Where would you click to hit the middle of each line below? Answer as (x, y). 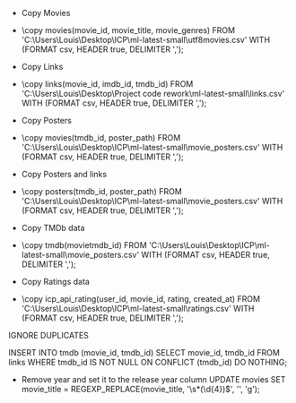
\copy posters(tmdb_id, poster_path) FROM (102, 191)
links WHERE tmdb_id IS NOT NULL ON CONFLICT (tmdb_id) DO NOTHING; (148, 362)
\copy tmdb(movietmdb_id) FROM (84, 245)
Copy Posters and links (64, 174)
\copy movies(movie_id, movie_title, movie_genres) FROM (128, 30)
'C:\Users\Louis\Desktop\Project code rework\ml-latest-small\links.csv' (153, 94)
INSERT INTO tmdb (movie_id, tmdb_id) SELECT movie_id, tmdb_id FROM (144, 352)
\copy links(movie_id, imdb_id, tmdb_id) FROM (107, 84)
